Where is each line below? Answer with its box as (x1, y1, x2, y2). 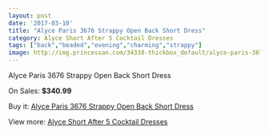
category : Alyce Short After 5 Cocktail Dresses (8, 33, 174, 42)
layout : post (8, 11, 52, 20)
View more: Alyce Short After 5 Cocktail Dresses (8, 117, 168, 126)
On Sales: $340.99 (8, 86, 72, 96)
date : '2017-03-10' (8, 19, 74, 27)
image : (8, 49, 30, 57)
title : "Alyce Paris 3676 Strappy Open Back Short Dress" (8, 26, 206, 34)
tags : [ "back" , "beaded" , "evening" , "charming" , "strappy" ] (8, 41, 203, 49)
